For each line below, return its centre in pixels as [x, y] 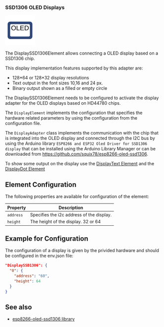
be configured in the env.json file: [39, 256]
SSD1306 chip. [20, 59]
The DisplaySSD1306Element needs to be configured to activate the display [82, 98]
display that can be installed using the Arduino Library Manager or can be [80, 149]
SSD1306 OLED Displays [35, 7]
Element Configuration [41, 184]
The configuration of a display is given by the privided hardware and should [82, 251]
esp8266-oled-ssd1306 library [43, 319]
